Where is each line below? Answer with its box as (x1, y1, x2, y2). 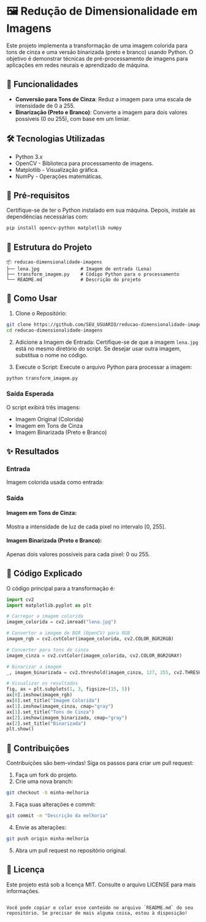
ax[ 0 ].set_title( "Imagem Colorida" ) (6, 697, 100, 703)
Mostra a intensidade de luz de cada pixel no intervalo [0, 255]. (6, 522, 166, 530)
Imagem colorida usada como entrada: (6, 479, 104, 486)
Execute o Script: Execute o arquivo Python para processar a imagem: (15, 363, 193, 371)
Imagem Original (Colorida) (15, 415, 84, 423)
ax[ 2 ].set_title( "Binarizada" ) (6, 720, 86, 727)
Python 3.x (15, 153, 43, 160)
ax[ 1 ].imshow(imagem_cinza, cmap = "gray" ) (6, 703, 114, 709)
